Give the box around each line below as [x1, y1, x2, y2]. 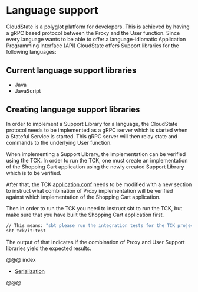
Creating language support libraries [6, 105, 140, 115]
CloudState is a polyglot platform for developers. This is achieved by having [6, 23, 190, 30]
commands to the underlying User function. [6, 139, 112, 146]
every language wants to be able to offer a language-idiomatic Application [6, 35, 186, 43]
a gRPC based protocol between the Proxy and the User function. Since [6, 29, 180, 36]
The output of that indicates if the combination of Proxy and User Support [6, 239, 185, 246]
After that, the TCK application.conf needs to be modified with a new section [6, 181, 192, 188]
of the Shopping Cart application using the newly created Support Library [6, 163, 184, 170]
